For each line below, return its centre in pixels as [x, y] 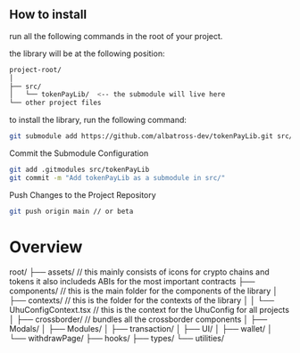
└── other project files [55, 103]
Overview [46, 246]
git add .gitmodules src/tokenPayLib [79, 170]
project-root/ [36, 70]
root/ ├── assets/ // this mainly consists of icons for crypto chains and [139, 272]
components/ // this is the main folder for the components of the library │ [144, 291]
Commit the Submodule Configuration [79, 153]
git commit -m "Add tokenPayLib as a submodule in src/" [117, 177]
